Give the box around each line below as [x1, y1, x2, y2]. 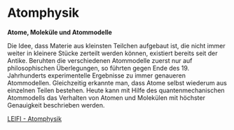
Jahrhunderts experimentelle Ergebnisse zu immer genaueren [7, 71, 186, 80]
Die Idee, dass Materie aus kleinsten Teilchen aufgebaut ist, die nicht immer [7, 41, 226, 50]
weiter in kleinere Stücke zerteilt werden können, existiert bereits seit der [7, 49, 218, 57]
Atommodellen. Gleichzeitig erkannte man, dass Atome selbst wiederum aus [7, 78, 228, 87]
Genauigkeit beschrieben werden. [7, 101, 105, 109]
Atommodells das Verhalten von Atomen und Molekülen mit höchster [7, 93, 205, 102]
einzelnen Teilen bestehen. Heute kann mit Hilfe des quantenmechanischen [7, 86, 226, 94]
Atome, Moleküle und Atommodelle [7, 28, 112, 36]
